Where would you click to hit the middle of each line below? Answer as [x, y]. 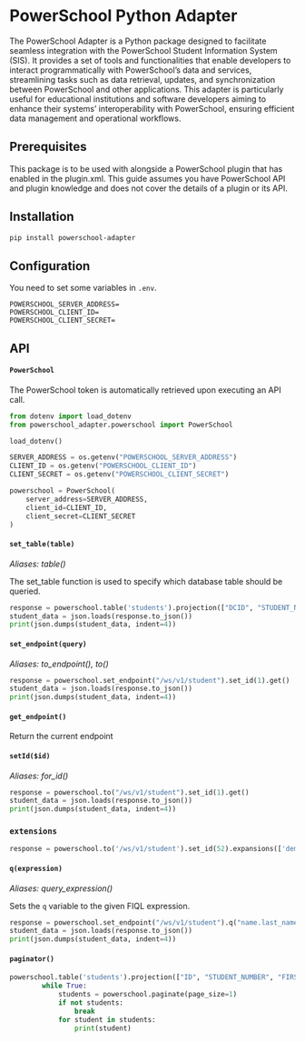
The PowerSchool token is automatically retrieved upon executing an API [145, 390]
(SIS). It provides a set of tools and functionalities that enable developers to [150, 60]
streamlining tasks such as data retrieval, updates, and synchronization [143, 79]
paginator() [32, 959]
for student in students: [107, 1019]
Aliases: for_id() [39, 776]
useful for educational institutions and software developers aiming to [138, 99]
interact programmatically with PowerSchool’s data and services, [131, 70]
